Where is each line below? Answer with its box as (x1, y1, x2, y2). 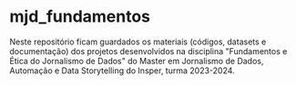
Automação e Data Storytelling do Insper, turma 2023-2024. (9, 65, 235, 76)
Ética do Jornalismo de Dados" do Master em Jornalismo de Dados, (9, 55, 264, 66)
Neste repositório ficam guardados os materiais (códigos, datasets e (9, 36, 267, 47)
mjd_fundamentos (9, 6, 151, 27)
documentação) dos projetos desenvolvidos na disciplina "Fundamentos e (9, 45, 288, 56)
